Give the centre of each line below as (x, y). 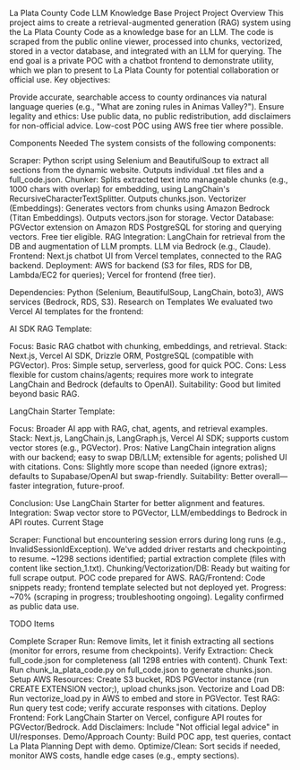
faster (20, 486)
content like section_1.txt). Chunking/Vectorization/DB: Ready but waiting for (150, 568)
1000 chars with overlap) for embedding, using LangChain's (120, 189)
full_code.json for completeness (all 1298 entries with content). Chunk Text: (149, 660)
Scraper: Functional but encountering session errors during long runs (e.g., (148, 539)
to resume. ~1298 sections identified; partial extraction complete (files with (148, 559)
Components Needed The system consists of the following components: (143, 143)
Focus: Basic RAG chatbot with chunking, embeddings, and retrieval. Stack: (148, 346)
